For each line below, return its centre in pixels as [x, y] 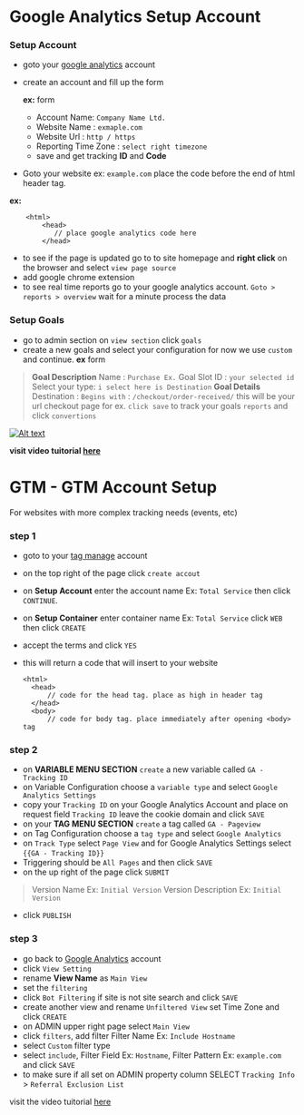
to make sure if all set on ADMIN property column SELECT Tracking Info [158, 1074]
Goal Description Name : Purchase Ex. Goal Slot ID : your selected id [163, 377]
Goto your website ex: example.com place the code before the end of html [159, 173]
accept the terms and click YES [80, 645]
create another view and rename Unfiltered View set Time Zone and [151, 1007]
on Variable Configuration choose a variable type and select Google [150, 787]
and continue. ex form [64, 359]
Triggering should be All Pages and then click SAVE [118, 863]
